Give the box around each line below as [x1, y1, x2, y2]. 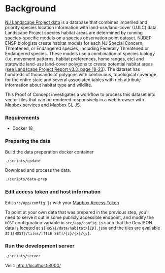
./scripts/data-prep [5, 177, 48, 182]
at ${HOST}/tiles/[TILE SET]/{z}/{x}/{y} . [5, 230, 91, 236]
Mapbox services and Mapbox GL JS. [5, 102, 81, 108]
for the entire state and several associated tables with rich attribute [5, 77, 141, 83]
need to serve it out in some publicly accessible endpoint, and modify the [5, 214, 154, 220]
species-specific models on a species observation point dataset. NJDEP [5, 35, 152, 41]
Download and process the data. [5, 167, 71, 173]
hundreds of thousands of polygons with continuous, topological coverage [5, 71, 157, 77]
